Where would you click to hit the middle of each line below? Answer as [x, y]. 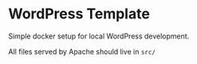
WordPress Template [79, 14]
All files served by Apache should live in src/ [82, 51]
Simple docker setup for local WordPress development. [99, 36]
